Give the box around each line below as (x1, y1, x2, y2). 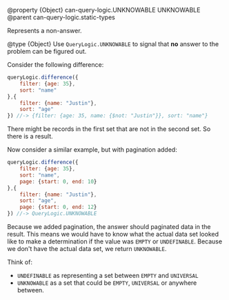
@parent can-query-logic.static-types (7, 13, 115, 21)
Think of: (7, 258, 33, 266)
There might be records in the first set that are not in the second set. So (7, 125, 211, 133)
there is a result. (7, 132, 53, 141)
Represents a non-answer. (7, 27, 82, 34)
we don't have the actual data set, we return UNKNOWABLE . (7, 245, 167, 252)
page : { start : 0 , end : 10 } (19, 178, 97, 185)
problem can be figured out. (7, 48, 87, 55)
